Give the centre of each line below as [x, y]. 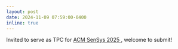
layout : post [22, 12]
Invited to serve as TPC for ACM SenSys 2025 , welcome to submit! [89, 40]
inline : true [22, 23]
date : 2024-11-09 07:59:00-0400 [46, 17]
